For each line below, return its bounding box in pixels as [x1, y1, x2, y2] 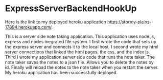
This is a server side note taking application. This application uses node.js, [5, 33, 155, 39]
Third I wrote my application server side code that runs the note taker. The [5, 54, 155, 60]
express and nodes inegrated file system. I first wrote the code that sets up [5, 38, 157, 44]
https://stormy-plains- [107, 19, 152, 25]
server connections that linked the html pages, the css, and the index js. [5, 49, 150, 55]
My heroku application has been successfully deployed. [5, 69, 118, 75]
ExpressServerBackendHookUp [5, 3, 137, 14]
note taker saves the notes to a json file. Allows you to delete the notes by [5, 59, 154, 65]
